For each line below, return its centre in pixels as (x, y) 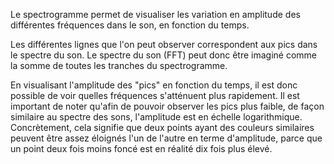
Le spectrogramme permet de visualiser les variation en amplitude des (155, 14)
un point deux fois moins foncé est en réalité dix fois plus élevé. (141, 148)
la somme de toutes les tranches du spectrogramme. (119, 65)
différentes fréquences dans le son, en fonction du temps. (130, 25)
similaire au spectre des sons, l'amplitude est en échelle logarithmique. (156, 117)
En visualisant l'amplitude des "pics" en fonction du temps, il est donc (154, 85)
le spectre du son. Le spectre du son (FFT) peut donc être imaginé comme (164, 55)
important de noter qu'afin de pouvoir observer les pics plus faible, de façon (167, 106)
